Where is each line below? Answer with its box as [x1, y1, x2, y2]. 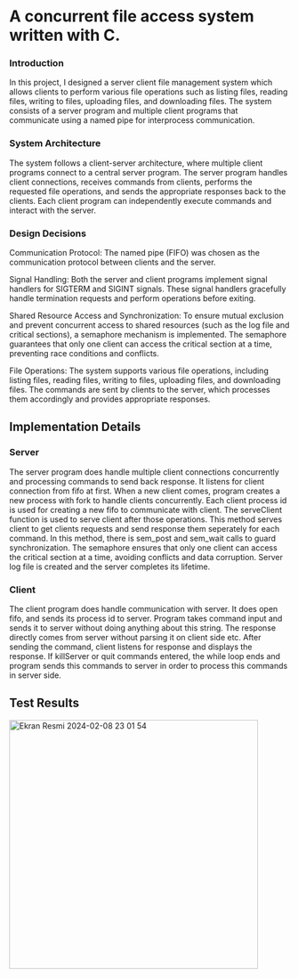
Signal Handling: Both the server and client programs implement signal [9, 274, 269, 285]
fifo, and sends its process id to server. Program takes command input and [9, 613, 283, 624]
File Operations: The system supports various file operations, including [9, 365, 269, 376]
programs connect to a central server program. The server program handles [9, 167, 288, 177]
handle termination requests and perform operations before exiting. [9, 293, 256, 304]
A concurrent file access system [9, 6, 255, 27]
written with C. [9, 25, 121, 45]
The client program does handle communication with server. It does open [9, 604, 278, 615]
